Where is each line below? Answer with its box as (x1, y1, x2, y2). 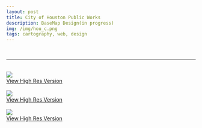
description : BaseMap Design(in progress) (6, 20, 114, 26)
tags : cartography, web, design (6, 31, 87, 37)
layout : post (6, 8, 39, 15)
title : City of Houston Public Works (6, 14, 101, 20)
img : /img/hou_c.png (6, 25, 58, 32)
